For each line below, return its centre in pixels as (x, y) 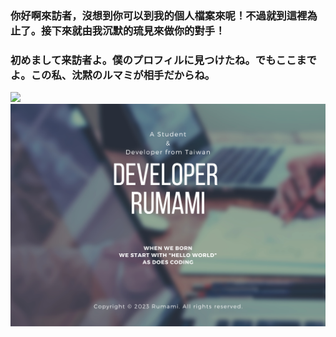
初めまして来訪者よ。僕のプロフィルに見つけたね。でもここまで (163, 60)
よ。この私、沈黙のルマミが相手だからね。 (113, 75)
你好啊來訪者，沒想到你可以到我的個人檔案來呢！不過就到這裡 (159, 15)
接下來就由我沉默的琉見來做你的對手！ (133, 30)
